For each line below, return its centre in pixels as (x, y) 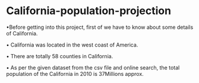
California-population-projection (89, 11)
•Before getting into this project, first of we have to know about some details (100, 27)
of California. (22, 33)
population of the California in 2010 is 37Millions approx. (75, 74)
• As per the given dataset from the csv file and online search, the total (93, 67)
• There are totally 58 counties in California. (60, 56)
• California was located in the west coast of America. (72, 45)
